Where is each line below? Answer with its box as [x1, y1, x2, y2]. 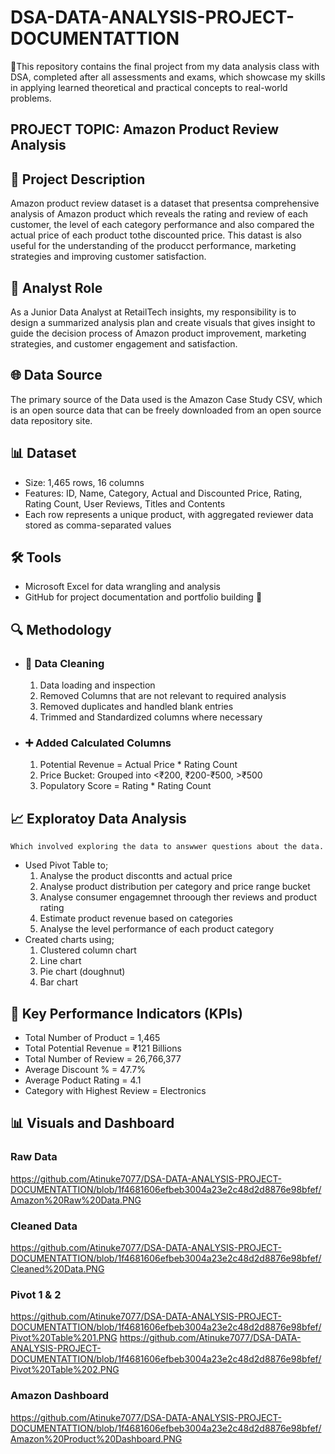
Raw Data [10, 1150, 58, 1164]
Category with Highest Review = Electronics [24, 1085, 207, 1096]
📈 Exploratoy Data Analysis [10, 810, 187, 827]
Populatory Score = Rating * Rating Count [39, 780, 212, 792]
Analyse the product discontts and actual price [39, 870, 233, 882]
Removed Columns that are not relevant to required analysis [39, 690, 287, 702]
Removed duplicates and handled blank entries [39, 701, 234, 713]
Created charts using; [24, 934, 115, 946]
